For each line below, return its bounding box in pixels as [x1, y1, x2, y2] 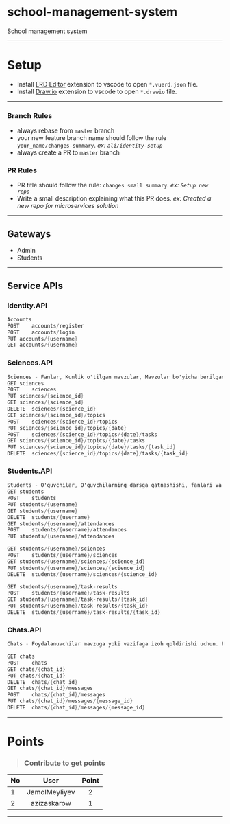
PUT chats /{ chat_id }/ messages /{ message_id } [7, 698, 133, 705]
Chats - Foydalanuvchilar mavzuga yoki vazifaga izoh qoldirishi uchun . [7, 641, 219, 648]
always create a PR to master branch [16, 148, 120, 157]
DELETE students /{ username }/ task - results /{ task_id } [7, 609, 161, 616]
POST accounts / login [7, 329, 75, 336]
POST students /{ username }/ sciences [7, 552, 118, 559]
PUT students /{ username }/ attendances [7, 533, 115, 540]
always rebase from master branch [16, 126, 115, 135]
